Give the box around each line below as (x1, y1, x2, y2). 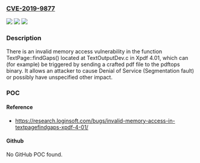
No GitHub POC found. (6, 150, 63, 158)
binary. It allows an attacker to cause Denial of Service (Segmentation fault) (6, 67, 195, 74)
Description (6, 34, 42, 42)
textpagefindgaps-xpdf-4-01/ (15, 123, 89, 131)
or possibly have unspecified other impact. (6, 73, 113, 81)
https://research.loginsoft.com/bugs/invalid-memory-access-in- (15, 117, 175, 124)
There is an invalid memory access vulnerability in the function (6, 47, 163, 55)
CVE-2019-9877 (6, 4, 56, 13)
